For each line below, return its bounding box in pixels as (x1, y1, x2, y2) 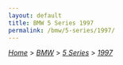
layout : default (8, 11, 62, 20)
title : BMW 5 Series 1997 (8, 19, 94, 27)
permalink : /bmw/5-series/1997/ (8, 26, 115, 34)
